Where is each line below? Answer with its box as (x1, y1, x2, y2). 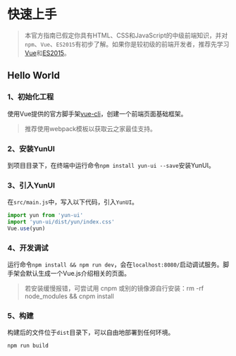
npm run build (7, 343, 49, 350)
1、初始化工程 (7, 92, 54, 102)
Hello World (7, 70, 60, 82)
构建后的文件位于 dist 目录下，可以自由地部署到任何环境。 (7, 329, 175, 337)
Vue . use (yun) (7, 225, 46, 232)
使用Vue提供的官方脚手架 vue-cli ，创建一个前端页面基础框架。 (7, 109, 187, 118)
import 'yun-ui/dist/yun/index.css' (7, 219, 115, 226)
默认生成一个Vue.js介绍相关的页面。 (25, 269, 130, 278)
